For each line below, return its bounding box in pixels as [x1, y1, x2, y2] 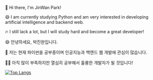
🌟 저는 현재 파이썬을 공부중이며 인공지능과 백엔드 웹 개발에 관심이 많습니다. [5, 49, 148, 55]
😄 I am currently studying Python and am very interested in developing [5, 14, 149, 20]
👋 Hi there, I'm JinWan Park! [5, 5, 62, 10]
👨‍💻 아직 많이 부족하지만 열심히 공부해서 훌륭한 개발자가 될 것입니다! [5, 60, 133, 65]
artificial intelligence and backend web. [5, 20, 84, 25]
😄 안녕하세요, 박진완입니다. [5, 39, 58, 45]
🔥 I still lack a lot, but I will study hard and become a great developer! [5, 29, 144, 34]
